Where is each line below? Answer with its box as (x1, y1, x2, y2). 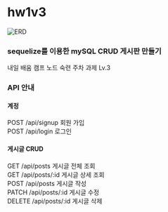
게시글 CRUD (7, 145, 44, 153)
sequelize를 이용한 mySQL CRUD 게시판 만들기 (7, 46, 162, 56)
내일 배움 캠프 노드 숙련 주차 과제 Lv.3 (7, 64, 111, 72)
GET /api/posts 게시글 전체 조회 (7, 161, 96, 170)
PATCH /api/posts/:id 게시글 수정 (7, 187, 100, 197)
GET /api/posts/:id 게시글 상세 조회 (7, 170, 105, 179)
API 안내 (7, 83, 35, 93)
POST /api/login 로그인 (7, 127, 72, 135)
